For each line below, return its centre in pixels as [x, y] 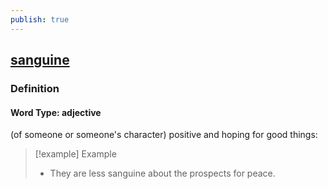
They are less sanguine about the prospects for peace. [162, 173]
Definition [35, 88]
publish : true [40, 19]
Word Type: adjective [56, 112]
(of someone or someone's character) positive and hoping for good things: [164, 135]
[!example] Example [75, 154]
